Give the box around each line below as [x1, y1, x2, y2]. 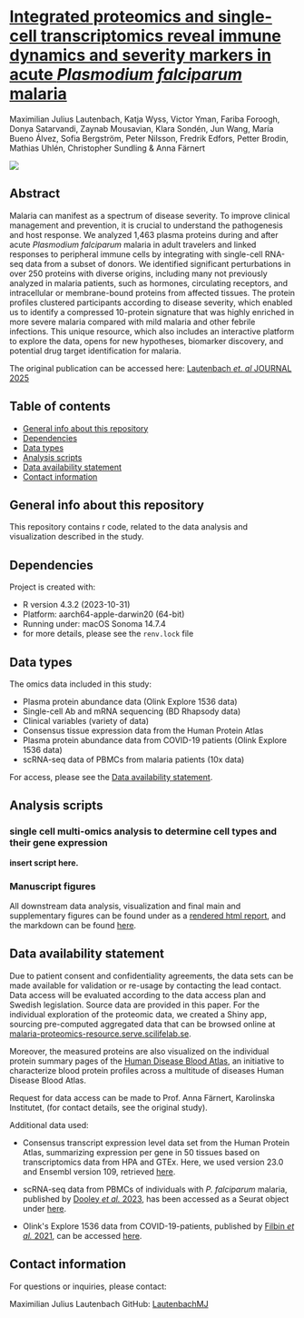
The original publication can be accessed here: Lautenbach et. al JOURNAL [9, 362, 292, 373]
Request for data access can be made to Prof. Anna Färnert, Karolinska [9, 1092, 275, 1103]
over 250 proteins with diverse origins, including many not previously [9, 268, 268, 279]
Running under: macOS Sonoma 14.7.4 [22, 619, 166, 629]
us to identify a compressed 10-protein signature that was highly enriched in [9, 306, 295, 317]
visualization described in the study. [9, 531, 144, 542]
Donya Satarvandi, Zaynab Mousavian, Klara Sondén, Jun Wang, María [9, 123, 274, 134]
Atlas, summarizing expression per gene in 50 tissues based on [22, 1146, 260, 1157]
